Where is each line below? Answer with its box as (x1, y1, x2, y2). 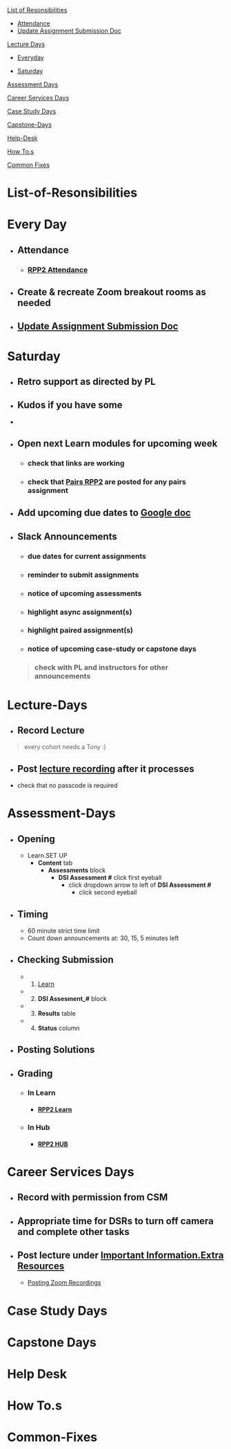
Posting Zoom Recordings (27, 1279, 101, 1287)
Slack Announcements (17, 530, 117, 542)
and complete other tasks (17, 1225, 130, 1238)
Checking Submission (17, 954, 114, 966)
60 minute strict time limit (27, 926, 100, 935)
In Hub (27, 1122, 50, 1132)
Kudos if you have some (17, 399, 123, 411)
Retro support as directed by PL (17, 376, 157, 388)
